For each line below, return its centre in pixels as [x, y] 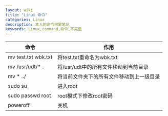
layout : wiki [19, 10]
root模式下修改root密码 [85, 96]
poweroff [19, 105]
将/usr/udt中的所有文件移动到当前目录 [103, 67]
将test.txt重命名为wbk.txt [87, 57]
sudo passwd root [29, 95]
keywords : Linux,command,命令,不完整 [44, 29]
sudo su [17, 86]
